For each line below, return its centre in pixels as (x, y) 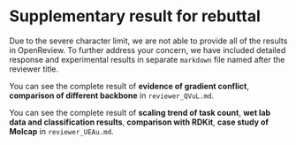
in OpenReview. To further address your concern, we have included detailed (148, 50)
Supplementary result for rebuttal (135, 16)
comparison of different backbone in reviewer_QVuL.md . (112, 95)
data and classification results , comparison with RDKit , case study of (139, 122)
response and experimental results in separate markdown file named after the (147, 59)
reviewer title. (34, 69)
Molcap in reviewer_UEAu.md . (61, 131)
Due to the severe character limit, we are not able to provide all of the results (148, 41)
